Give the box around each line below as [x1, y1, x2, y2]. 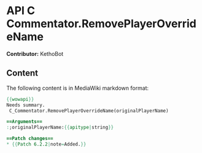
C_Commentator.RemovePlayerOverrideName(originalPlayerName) [9, 108, 169, 114]
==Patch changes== [6, 136, 53, 142]
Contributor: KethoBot [6, 50, 64, 57]
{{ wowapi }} [6, 96, 34, 102]
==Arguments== [6, 119, 43, 125]
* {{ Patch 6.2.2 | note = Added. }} [6, 141, 87, 147]
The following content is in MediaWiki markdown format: [6, 84, 149, 92]
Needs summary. [6, 102, 45, 108]
